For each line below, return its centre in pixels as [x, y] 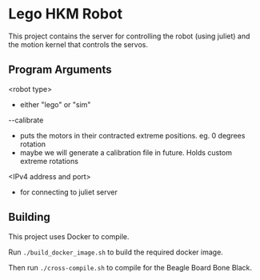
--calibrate [26, 120]
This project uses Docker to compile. [69, 236]
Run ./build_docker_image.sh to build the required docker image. [116, 252]
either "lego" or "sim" [55, 104]
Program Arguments [60, 70]
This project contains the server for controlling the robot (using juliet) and [129, 36]
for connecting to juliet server [69, 192]
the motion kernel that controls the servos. [78, 44]
